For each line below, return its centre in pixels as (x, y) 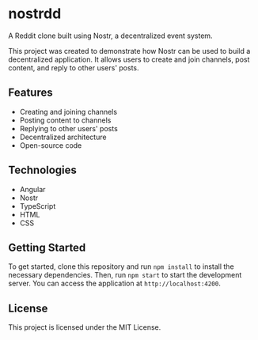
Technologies (43, 170)
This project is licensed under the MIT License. (85, 327)
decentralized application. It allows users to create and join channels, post (129, 59)
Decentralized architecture (63, 137)
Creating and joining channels (68, 111)
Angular (32, 189)
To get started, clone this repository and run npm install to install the (121, 266)
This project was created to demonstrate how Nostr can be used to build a (129, 51)
